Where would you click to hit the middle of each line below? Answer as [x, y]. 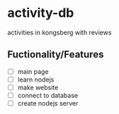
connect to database [48, 95]
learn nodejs [36, 80]
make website [38, 87]
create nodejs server [48, 103]
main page [33, 71]
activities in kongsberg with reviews [59, 32]
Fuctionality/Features [56, 55]
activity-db [41, 13]
